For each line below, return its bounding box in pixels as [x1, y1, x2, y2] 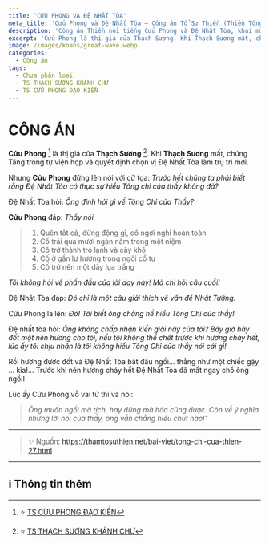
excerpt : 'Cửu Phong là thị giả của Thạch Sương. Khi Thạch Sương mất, [8, 34, 252, 43]
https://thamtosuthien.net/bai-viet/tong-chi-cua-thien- [62, 436, 243, 446]
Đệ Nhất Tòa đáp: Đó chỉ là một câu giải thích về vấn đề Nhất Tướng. [8, 293, 236, 302]
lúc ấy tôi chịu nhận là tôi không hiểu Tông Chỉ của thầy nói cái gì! [8, 341, 227, 351]
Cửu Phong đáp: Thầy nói [8, 212, 94, 221]
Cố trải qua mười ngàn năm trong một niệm [39, 236, 182, 246]
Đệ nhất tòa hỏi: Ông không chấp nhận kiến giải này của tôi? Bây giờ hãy [8, 324, 250, 334]
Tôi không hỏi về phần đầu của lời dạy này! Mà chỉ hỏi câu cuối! [8, 278, 220, 287]
